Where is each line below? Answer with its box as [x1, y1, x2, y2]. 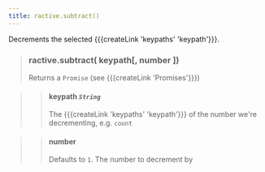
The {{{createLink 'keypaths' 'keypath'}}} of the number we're [48, 110, 258, 119]
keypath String [48, 91, 102, 101]
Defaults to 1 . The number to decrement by [48, 155, 193, 165]
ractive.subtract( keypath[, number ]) [28, 54, 180, 66]
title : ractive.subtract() [8, 11, 100, 20]
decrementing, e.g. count [48, 118, 132, 128]
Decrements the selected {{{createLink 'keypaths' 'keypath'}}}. [8, 34, 220, 44]
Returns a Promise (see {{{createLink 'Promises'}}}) [28, 72, 201, 82]
